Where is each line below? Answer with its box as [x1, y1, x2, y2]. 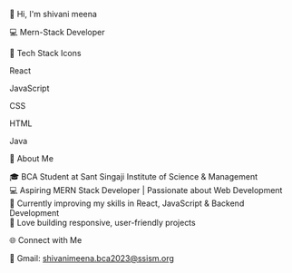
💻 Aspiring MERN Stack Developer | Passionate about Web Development [9, 185, 283, 195]
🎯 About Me [9, 153, 54, 163]
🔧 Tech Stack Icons [9, 48, 82, 58]
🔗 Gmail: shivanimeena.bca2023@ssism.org [9, 253, 175, 263]
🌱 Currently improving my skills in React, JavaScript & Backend [9, 198, 245, 209]
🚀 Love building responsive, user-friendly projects [9, 218, 197, 228]
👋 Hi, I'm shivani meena [9, 9, 98, 19]
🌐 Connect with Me [9, 235, 83, 245]
